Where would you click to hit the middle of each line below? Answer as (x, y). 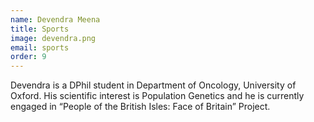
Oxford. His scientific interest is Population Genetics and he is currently (157, 96)
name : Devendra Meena (55, 19)
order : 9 (28, 57)
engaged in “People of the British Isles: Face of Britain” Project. (140, 107)
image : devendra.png (53, 38)
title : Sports (40, 29)
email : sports (40, 47)
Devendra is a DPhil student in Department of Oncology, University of (153, 85)
